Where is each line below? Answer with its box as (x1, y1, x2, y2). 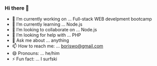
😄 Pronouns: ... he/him (12, 50, 60, 56)
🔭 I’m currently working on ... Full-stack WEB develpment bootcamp (12, 16, 152, 22)
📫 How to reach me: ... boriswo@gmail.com (12, 43, 103, 49)
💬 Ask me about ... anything (12, 37, 69, 43)
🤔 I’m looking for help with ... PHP (12, 32, 81, 38)
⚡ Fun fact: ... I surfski (12, 56, 57, 62)
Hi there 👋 (5, 5, 30, 12)
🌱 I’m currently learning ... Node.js (12, 21, 83, 27)
